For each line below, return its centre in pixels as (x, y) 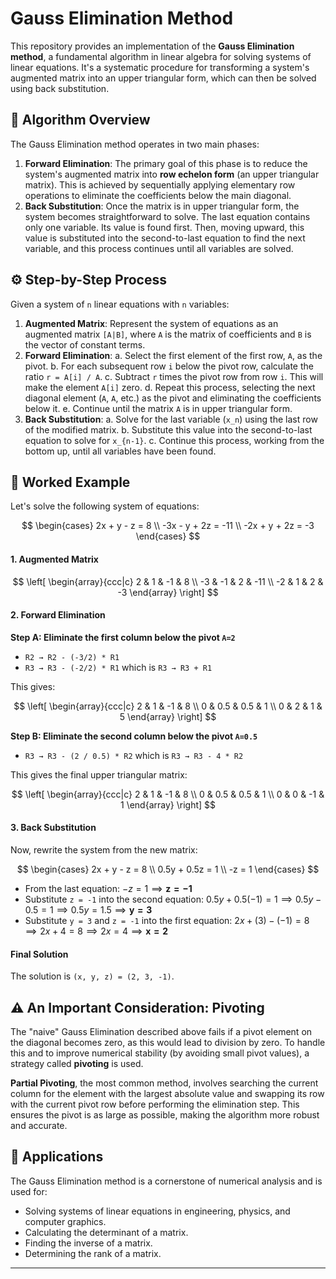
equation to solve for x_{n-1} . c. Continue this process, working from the (174, 440)
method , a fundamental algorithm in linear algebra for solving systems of (161, 56)
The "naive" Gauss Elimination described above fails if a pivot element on (161, 1031)
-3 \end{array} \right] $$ (168, 592)
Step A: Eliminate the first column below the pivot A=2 (123, 637)
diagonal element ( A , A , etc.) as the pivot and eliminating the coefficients (173, 398)
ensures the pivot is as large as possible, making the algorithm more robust (165, 1115)
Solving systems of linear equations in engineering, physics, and (157, 1211)
